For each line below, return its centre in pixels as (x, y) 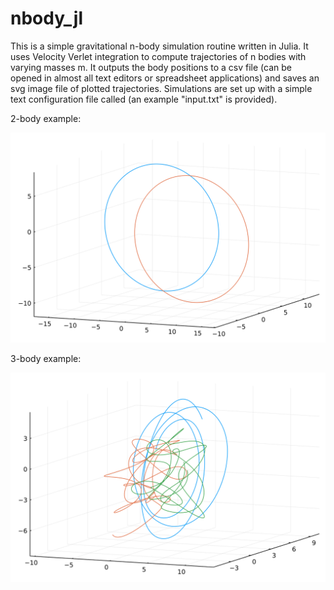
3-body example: (46, 358)
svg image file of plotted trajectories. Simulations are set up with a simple (161, 88)
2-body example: (46, 118)
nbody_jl (47, 18)
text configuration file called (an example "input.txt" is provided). (144, 99)
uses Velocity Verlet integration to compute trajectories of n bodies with (158, 56)
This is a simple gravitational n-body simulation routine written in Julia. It (159, 46)
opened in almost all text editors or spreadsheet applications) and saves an (165, 78)
